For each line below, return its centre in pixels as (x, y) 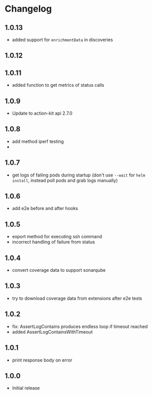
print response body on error (42, 360)
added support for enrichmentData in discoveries (62, 40)
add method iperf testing (38, 141)
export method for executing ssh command (57, 237)
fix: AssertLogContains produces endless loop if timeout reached (80, 326)
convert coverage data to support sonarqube (59, 270)
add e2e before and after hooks (45, 208)
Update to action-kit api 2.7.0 (42, 113)
